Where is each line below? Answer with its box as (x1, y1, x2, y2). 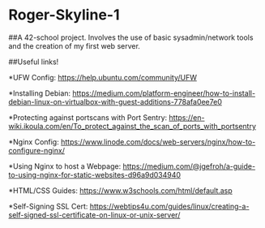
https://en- (169, 112, 205, 123)
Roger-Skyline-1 (8, 6, 120, 24)
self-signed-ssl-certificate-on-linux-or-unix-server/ (8, 209, 181, 220)
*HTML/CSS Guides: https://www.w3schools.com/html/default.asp (8, 185, 233, 196)
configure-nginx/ (8, 145, 65, 155)
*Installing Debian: (8, 88, 71, 98)
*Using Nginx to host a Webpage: (8, 161, 122, 171)
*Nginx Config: (8, 136, 59, 147)
